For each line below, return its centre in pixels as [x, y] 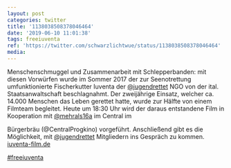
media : [17, 53]
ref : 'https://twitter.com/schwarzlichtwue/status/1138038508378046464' [114, 46]
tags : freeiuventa [34, 39]
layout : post [26, 13]
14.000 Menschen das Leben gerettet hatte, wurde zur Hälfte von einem [110, 101]
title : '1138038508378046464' [51, 26]
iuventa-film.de [29, 144]
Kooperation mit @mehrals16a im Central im [70, 115]
